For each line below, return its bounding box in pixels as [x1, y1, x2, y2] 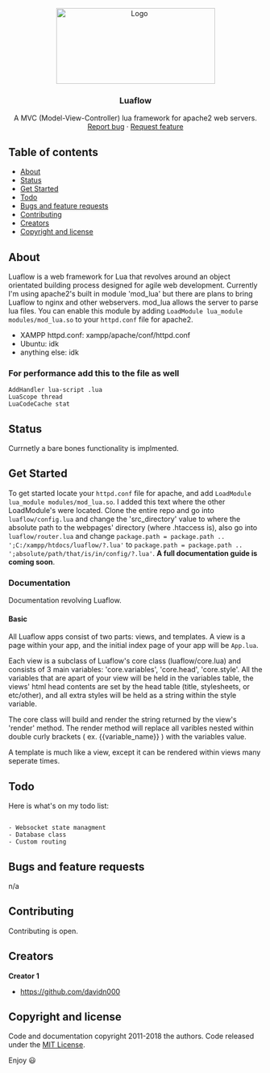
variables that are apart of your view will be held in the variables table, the [8, 673, 254, 683]
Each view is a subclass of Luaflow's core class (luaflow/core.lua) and [8, 656, 242, 666]
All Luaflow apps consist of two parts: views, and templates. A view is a [8, 632, 246, 642]
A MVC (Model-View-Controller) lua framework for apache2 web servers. [13, 113, 258, 123]
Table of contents [8, 145, 98, 159]
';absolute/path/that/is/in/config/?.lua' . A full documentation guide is [8, 548, 258, 558]
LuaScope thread [8, 393, 63, 402]
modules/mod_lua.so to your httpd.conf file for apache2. [8, 314, 193, 324]
